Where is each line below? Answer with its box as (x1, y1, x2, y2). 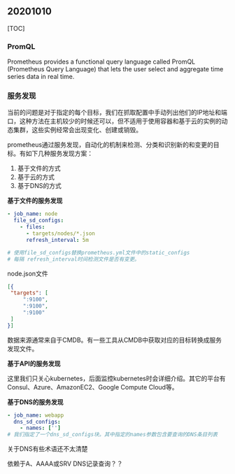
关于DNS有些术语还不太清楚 (7, 445, 88, 453)
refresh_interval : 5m (25, 236, 90, 243)
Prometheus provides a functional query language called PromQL (7, 57, 196, 66)
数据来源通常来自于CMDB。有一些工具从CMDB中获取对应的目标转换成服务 (7, 336, 222, 344)
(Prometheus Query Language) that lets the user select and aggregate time (7, 65, 224, 73)
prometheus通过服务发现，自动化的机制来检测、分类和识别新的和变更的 (7, 141, 214, 149)
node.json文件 (7, 269, 48, 278)
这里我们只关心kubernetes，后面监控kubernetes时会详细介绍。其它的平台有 (7, 374, 226, 382)
